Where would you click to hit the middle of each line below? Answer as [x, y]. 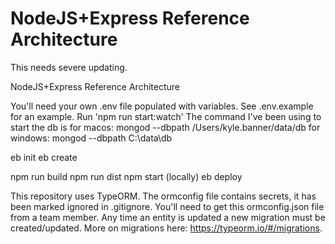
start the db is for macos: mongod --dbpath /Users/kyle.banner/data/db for [165, 127]
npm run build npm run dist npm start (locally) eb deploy [126, 176]
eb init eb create [44, 157]
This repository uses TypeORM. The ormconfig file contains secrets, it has [163, 196]
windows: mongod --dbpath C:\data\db [91, 138]
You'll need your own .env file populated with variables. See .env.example [162, 106]
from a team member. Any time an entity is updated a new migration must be [168, 217]
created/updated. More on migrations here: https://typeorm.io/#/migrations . [166, 228]
